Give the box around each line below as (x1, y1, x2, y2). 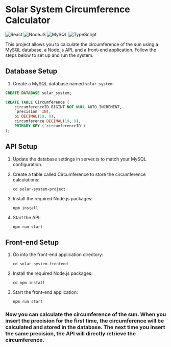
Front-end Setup (5, 238, 59, 246)
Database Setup (5, 67, 58, 76)
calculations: (12, 176, 40, 182)
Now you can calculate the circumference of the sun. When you (5, 311, 166, 318)
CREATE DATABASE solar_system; (5, 90, 72, 96)
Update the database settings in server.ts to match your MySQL (12, 156, 146, 162)
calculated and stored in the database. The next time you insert (5, 323, 165, 331)
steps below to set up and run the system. (5, 52, 94, 58)
